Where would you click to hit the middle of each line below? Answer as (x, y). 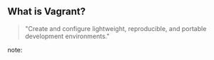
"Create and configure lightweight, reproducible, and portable (116, 28)
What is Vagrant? (47, 12)
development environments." (67, 36)
